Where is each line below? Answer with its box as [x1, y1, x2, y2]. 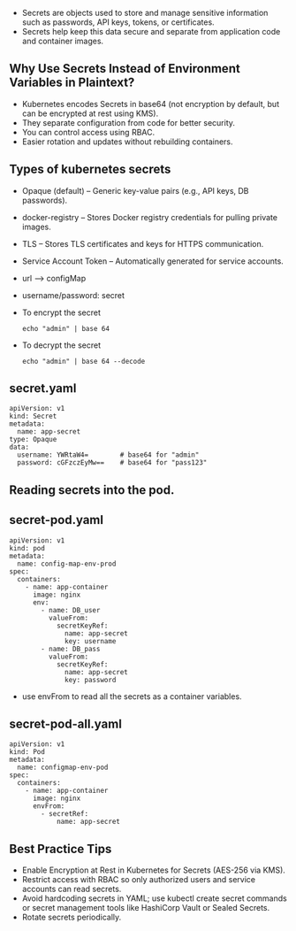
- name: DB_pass [41, 644, 101, 653]
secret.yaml [9, 381, 77, 396]
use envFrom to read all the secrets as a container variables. [21, 690, 242, 702]
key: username [65, 636, 117, 645]
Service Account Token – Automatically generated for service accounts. [21, 256, 285, 266]
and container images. [21, 35, 104, 46]
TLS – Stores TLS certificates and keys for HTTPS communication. [21, 238, 264, 249]
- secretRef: [41, 810, 89, 819]
